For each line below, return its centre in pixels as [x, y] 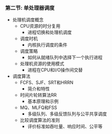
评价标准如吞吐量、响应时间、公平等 [65, 126]
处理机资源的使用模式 [42, 64]
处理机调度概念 [28, 20]
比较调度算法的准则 [40, 120]
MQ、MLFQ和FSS [38, 108]
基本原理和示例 [43, 101]
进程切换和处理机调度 [49, 32]
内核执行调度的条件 [47, 45]
